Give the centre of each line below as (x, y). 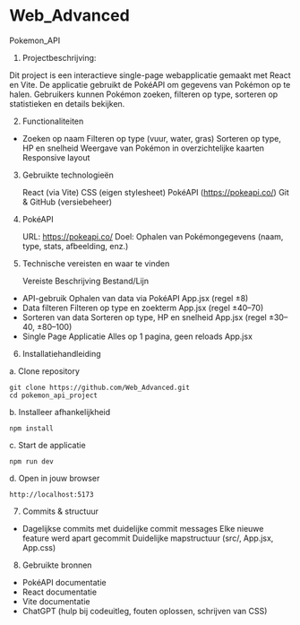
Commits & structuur (60, 511)
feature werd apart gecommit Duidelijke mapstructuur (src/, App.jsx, (148, 538)
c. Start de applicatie (48, 445)
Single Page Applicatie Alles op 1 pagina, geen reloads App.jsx (137, 336)
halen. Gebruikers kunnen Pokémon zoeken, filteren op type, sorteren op (144, 94)
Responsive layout (56, 157)
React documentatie (59, 592)
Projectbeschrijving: (59, 57)
